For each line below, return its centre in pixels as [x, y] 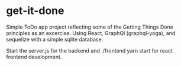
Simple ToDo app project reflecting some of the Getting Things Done [90, 27]
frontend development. [34, 57]
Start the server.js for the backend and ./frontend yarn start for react [90, 50]
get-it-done [35, 11]
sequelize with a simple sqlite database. [55, 39]
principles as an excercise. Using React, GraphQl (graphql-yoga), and [91, 33]
